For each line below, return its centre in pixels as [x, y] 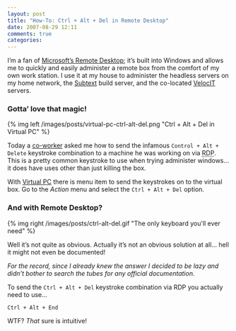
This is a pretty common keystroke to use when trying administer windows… [118, 161]
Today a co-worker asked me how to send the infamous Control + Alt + [113, 145]
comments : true [30, 34]
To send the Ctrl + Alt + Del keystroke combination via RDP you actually [115, 287]
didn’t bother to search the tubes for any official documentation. [101, 273]
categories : [25, 40]
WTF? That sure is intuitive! [47, 320]
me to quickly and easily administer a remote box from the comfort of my [113, 68]
